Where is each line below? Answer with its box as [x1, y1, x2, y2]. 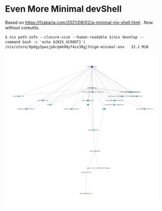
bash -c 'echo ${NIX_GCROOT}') [22, 39, 86, 44]
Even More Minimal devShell [5, 3, 122, 15]
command [5, 39, 21, 44]
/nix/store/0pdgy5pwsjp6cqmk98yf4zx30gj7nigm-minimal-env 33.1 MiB [5, 44, 149, 49]
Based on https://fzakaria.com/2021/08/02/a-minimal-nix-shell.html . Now [5, 19, 153, 25]
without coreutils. [5, 24, 40, 30]
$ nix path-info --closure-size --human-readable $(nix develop [5, 35, 138, 39]
